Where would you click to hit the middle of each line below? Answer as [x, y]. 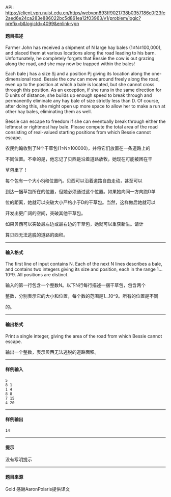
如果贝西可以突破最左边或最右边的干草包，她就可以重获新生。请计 [74, 224]
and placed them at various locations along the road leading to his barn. [81, 53]
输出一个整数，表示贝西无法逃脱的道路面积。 [52, 352]
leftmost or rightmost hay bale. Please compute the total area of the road [81, 127]
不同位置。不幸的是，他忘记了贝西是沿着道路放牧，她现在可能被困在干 [79, 159]
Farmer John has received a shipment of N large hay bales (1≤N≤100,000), [83, 47]
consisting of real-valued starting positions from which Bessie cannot [78, 133]
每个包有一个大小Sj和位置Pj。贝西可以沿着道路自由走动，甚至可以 [74, 181]
